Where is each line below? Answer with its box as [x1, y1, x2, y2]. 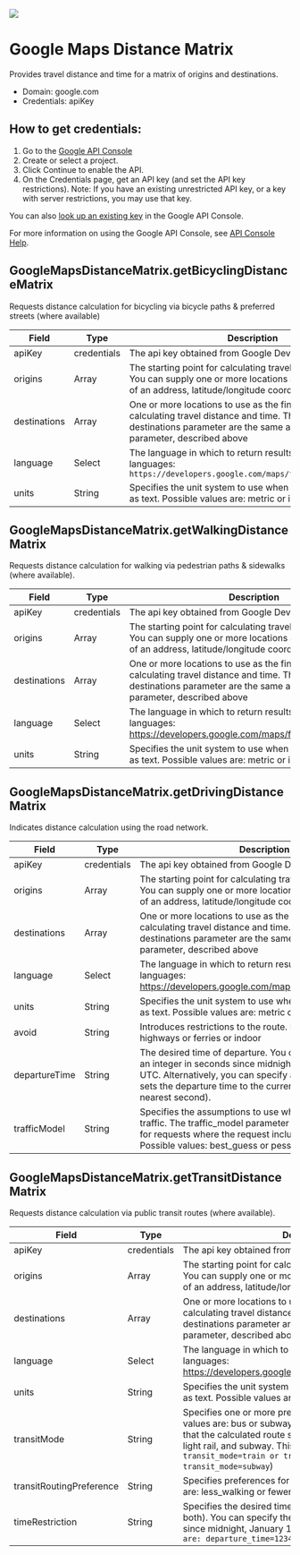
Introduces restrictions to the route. [139, 1021, 288, 1033]
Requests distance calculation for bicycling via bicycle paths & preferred [9, 301, 275, 312]
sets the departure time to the [139, 1080, 264, 1092]
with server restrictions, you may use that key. [21, 192, 192, 203]
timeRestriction [13, 1516, 78, 1528]
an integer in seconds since [139, 1057, 255, 1070]
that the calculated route [182, 1429, 286, 1440]
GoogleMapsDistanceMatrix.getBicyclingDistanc [9, 263, 288, 278]
